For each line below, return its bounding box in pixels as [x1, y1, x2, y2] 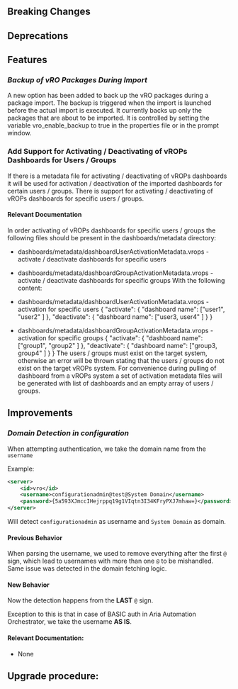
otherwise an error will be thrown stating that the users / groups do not [17, 356, 225, 364]
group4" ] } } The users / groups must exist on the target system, [17, 349, 208, 357]
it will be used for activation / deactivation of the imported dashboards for [7, 179, 222, 187]
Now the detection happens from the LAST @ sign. [7, 596, 154, 605]
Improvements [7, 407, 73, 419]
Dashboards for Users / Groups [7, 155, 117, 165]
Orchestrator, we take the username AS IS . [7, 617, 132, 626]
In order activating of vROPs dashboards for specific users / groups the [7, 226, 216, 235]
